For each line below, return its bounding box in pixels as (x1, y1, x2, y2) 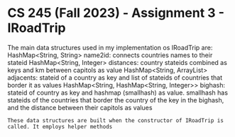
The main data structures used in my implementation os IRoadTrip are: (7, 43, 213, 52)
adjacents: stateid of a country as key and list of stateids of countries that (7, 73, 222, 82)
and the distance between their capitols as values (7, 103, 153, 112)
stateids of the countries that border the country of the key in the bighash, (7, 95, 224, 104)
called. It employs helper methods (7, 123, 113, 130)
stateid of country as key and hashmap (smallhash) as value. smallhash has (7, 88, 229, 97)
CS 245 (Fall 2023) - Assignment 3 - (7, 5, 225, 21)
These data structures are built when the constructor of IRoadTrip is (7, 117, 224, 124)
